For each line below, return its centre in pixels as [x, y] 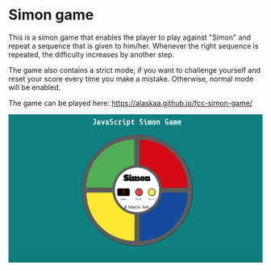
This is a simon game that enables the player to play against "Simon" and [130, 37]
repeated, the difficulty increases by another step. [92, 54]
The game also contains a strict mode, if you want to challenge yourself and [134, 70]
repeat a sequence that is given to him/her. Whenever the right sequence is [133, 45]
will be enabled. [35, 87]
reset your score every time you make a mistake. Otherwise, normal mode [131, 78]
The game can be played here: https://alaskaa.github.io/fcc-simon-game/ [130, 103]
